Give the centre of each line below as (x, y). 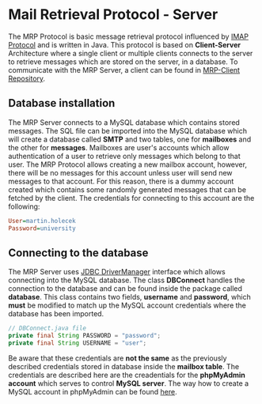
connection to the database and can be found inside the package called (125, 289)
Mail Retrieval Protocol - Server (113, 15)
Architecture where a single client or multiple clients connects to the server (131, 53)
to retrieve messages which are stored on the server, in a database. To (123, 62)
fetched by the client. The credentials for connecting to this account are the (131, 198)
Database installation (62, 103)
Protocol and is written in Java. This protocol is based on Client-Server (125, 44)
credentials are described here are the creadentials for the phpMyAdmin (127, 375)
